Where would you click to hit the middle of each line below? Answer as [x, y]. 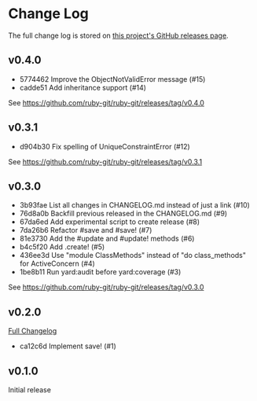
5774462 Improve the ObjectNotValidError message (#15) [112, 79]
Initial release [29, 390]
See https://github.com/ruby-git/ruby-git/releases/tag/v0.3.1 [105, 161]
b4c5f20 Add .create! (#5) [62, 247]
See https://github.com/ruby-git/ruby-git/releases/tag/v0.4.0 [106, 102]
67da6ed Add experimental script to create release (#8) [110, 222]
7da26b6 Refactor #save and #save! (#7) [86, 230]
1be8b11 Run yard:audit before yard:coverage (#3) [100, 272]
